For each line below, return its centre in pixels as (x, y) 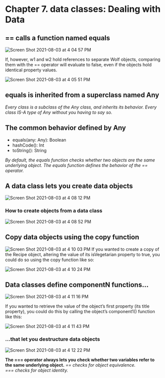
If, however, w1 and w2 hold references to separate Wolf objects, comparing (83, 59)
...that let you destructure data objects (53, 339)
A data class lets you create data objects (69, 186)
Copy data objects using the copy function (72, 237)
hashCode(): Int (28, 145)
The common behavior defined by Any (66, 128)
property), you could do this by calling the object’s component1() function (80, 312)
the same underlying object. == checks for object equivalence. (70, 365)
